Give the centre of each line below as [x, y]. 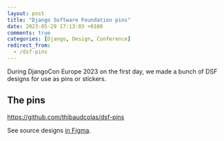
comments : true [29, 33]
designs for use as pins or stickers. [57, 78]
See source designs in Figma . [49, 130]
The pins [27, 100]
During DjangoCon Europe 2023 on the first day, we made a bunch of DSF [112, 71]
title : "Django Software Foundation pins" [69, 20]
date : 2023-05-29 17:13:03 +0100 [55, 26]
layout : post [26, 13]
